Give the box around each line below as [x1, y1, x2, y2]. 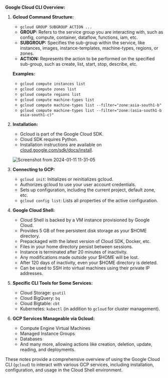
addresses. [20, 271, 44, 276]
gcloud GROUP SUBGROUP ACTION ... [20, 25, 92, 30]
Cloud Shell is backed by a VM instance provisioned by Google [20, 217, 150, 223]
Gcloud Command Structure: [12, 14, 74, 20]
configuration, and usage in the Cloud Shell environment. [5, 367, 123, 373]
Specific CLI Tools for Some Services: [12, 280, 93, 286]
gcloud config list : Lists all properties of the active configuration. [20, 198, 158, 203]
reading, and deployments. [20, 346, 76, 352]
